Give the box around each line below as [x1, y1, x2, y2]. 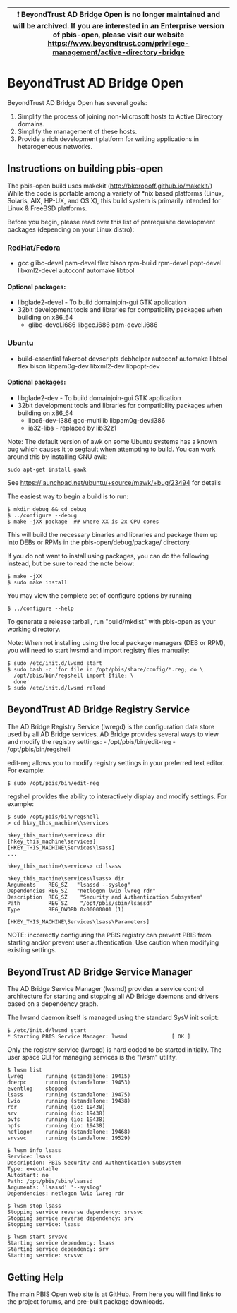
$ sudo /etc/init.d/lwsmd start [7, 659, 102, 666]
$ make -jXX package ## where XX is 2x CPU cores [7, 518, 159, 525]
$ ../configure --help [7, 605, 74, 612]
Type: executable [7, 1165, 59, 1173]
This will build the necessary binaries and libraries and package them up [7, 530, 218, 539]
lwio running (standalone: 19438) [7, 1098, 131, 1105]
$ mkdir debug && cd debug [7, 505, 87, 512]
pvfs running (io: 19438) [7, 1116, 106, 1123]
